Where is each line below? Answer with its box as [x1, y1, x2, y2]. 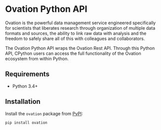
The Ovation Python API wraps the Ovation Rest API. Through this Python [5, 45, 155, 51]
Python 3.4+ [12, 83, 38, 89]
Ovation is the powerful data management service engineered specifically [5, 20, 156, 26]
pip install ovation [5, 120, 48, 125]
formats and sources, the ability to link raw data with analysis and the [5, 30, 147, 36]
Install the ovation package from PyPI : [5, 110, 83, 117]
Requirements [5, 70, 50, 79]
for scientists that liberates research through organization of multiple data [5, 25, 156, 31]
